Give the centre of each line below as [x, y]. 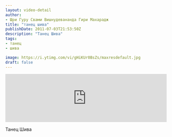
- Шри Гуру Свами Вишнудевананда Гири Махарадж [57, 19]
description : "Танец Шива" [34, 34]
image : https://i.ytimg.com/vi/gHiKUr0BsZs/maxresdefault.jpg [73, 57]
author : [14, 15]
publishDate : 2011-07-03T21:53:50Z [43, 29]
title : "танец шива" [27, 24]
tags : [11, 39]
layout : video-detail [28, 10]
